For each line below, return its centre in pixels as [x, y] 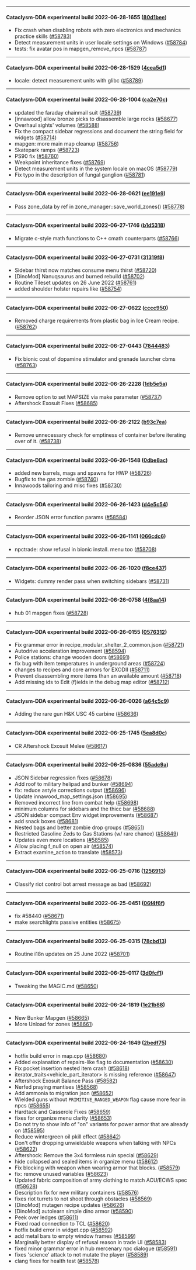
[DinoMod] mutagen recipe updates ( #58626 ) [69, 1205]
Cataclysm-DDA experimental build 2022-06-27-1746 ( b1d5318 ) [86, 225]
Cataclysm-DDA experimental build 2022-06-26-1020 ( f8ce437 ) [87, 568]
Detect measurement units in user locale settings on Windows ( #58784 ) [101, 43]
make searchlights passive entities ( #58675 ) [68, 922]
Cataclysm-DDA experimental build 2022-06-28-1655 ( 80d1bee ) [87, 17]
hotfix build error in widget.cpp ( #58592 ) [64, 1230]
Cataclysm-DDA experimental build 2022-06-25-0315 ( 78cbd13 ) [86, 941]
